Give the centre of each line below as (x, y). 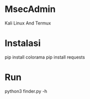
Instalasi (23, 43)
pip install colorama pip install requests (45, 57)
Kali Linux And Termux (28, 23)
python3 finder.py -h (26, 91)
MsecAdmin (30, 9)
